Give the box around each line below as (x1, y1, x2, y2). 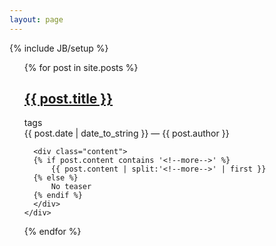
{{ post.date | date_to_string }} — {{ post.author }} (23, 127, 230, 140)
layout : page (9, 14, 64, 25)
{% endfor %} (23, 226, 82, 238)
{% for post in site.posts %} (23, 61, 139, 73)
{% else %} (33, 173, 79, 183)
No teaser (50, 182, 92, 192)
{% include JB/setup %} (9, 42, 109, 54)
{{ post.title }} (23, 91, 114, 108)
